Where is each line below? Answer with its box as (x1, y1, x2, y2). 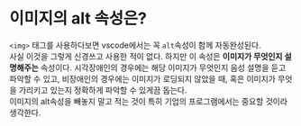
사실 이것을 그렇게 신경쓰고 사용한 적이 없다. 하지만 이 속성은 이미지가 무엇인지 (9, 50, 283, 61)
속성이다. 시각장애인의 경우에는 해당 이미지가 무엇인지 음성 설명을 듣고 (40, 62, 287, 73)
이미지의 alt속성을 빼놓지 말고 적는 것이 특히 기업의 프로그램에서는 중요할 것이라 (9, 95, 288, 106)
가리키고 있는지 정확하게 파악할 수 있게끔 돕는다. (18, 85, 187, 95)
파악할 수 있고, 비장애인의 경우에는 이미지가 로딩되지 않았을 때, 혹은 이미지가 (9, 73, 277, 84)
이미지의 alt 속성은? (9, 8, 147, 29)
